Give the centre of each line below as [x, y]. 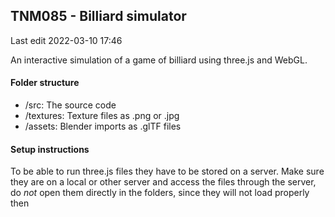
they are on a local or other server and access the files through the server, [163, 182]
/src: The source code [70, 105]
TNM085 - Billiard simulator [98, 16]
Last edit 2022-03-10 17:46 [66, 40]
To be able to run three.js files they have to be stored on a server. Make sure [167, 171]
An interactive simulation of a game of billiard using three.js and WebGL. [159, 60]
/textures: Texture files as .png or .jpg [102, 116]
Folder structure [45, 83]
